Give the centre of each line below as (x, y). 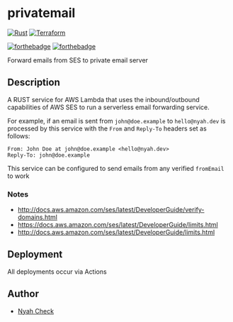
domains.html (38, 217)
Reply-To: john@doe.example (49, 155)
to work (18, 176)
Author (23, 294)
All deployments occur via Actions (57, 272)
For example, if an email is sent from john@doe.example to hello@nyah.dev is (116, 121)
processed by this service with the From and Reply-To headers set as (107, 128)
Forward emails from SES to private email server (78, 60)
